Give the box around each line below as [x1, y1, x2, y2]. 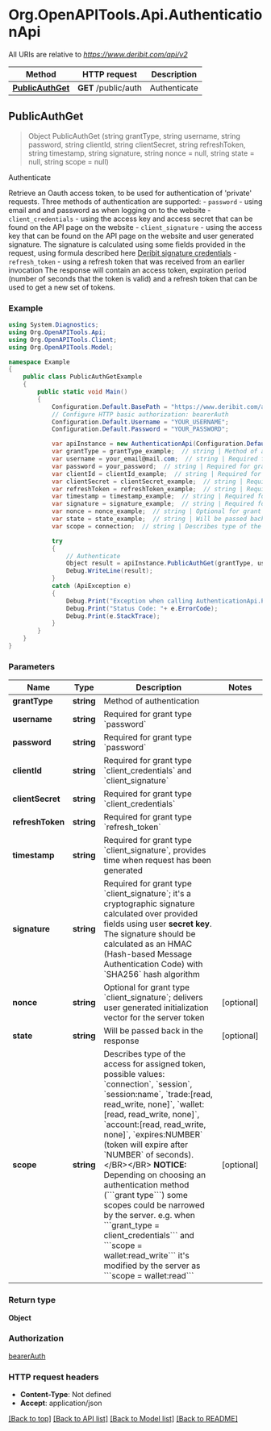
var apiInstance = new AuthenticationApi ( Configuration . [51, 440, 248, 448]
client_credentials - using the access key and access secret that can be [8, 214, 253, 223]
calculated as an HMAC [103, 938, 193, 949]
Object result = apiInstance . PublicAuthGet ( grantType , [65, 559, 254, 568]
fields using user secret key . [103, 918, 212, 929]
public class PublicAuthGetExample [23, 373, 143, 381]
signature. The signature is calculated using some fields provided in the [8, 240, 246, 249]
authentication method [103, 1179, 190, 1191]
